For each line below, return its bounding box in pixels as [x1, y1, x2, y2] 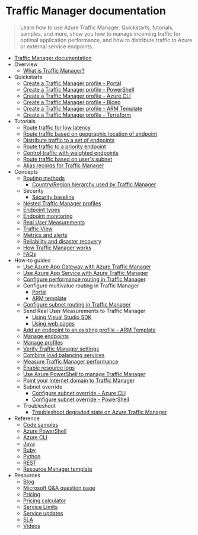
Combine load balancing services [23, 351, 105, 358]
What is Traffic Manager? [23, 67, 85, 74]
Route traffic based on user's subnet [23, 155, 113, 162]
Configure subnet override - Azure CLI [31, 389, 126, 396]
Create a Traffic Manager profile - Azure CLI [23, 92, 131, 99]
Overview [14, 61, 38, 68]
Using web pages [31, 320, 75, 327]
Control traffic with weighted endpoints [23, 149, 119, 156]
